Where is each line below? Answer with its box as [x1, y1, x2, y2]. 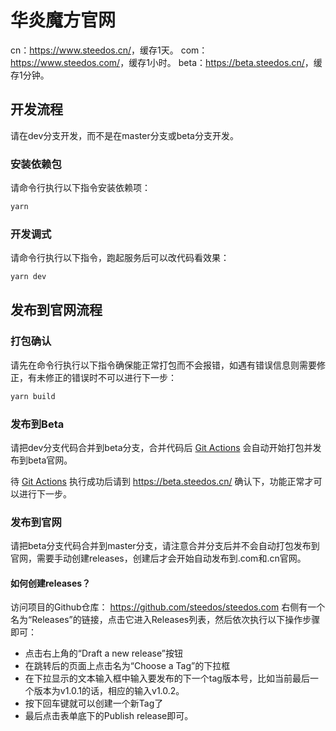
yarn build [10, 391, 56, 401]
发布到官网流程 [10, 302, 103, 319]
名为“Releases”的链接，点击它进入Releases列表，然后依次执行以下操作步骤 [10, 614, 321, 626]
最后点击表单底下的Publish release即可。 [24, 710, 194, 722]
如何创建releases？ [10, 577, 92, 589]
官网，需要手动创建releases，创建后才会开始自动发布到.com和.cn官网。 [10, 552, 307, 565]
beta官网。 [27, 454, 73, 466]
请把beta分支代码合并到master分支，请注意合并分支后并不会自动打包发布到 [10, 540, 320, 552]
